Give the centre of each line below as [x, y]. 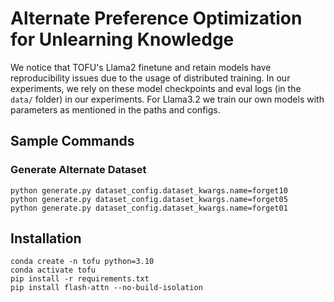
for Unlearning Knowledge [122, 39]
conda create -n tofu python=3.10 [82, 262]
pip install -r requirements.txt [80, 279]
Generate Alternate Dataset [78, 170]
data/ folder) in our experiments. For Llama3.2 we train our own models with [167, 99]
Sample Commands [72, 141]
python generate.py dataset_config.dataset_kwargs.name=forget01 [149, 208]
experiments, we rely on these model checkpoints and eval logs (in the [156, 88]
